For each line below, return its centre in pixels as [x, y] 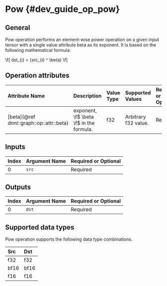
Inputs [15, 147]
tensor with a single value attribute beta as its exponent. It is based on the [81, 45]
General [18, 28]
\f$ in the [84, 123]
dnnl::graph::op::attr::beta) [38, 123]
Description [87, 96]
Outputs [18, 187]
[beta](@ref [22, 117]
